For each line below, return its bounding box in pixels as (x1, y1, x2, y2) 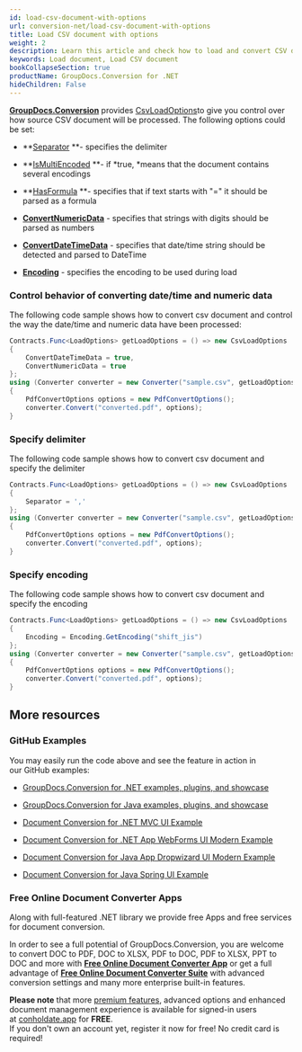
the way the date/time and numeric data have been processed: (9, 318, 242, 329)
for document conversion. (9, 922, 105, 932)
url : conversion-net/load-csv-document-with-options (9, 22, 211, 31)
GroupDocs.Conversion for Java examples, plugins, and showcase (22, 799, 269, 810)
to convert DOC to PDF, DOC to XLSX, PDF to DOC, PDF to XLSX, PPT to (9, 949, 277, 958)
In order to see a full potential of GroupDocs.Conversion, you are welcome (9, 939, 285, 949)
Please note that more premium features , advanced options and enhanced (9, 994, 286, 1005)
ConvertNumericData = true (25, 361, 127, 370)
